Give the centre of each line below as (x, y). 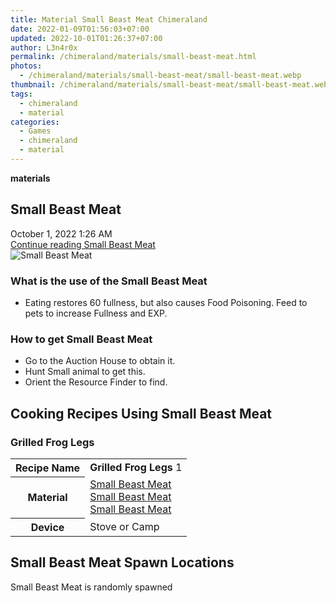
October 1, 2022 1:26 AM (61, 233)
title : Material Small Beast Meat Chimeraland (109, 19)
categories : (35, 122)
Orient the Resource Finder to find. (96, 382)
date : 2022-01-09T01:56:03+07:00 (80, 29)
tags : (21, 94)
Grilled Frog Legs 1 (136, 468)
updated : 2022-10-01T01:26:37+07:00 (86, 38)
